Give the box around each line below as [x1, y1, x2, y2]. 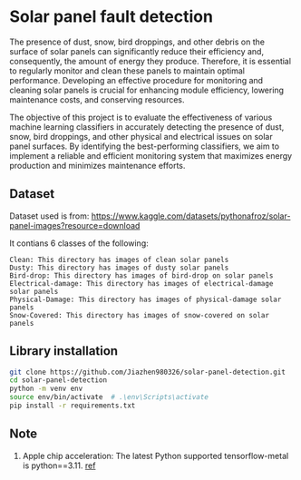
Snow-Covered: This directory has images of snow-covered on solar [9, 310, 270, 319]
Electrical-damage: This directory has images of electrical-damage [9, 279, 274, 288]
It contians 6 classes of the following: [9, 238, 150, 249]
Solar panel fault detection [9, 6, 213, 27]
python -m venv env [9, 384, 83, 394]
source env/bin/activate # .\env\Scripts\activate [9, 393, 209, 402]
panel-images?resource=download [9, 220, 141, 230]
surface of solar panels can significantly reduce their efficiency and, [9, 45, 265, 56]
